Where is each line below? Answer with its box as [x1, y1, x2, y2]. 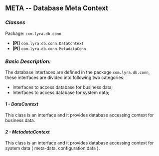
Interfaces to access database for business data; [12, 84, 113, 90]
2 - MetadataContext [5, 128, 50, 134]
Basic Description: [5, 57, 51, 64]
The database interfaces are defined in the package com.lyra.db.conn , [5, 69, 150, 75]
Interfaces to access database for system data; [12, 89, 110, 95]
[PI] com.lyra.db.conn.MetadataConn [12, 45, 86, 51]
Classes [5, 19, 25, 26]
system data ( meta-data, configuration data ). [5, 145, 100, 151]
